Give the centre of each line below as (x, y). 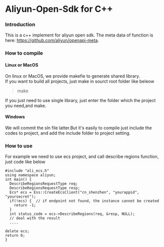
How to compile (24, 53)
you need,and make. (26, 106)
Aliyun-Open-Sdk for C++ (59, 9)
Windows (15, 117)
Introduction (20, 25)
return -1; (25, 206)
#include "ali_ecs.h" (27, 171)
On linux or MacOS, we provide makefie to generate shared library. (73, 76)
